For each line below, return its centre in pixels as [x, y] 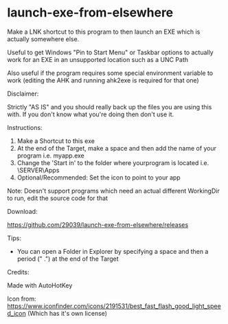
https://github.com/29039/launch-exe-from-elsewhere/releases [98, 224]
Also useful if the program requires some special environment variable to [110, 73]
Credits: [18, 272]
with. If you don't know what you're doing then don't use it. [91, 114]
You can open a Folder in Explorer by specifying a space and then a [113, 251]
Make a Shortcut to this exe [56, 141]
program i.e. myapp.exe [50, 155]
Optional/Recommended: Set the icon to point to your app [99, 177]
